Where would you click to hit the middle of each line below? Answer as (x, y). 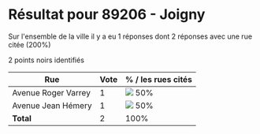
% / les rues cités (159, 79)
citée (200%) (30, 44)
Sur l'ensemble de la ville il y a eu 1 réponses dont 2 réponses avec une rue (130, 36)
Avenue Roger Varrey (51, 92)
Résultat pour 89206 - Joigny (107, 15)
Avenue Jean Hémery (52, 106)
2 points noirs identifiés (46, 60)
